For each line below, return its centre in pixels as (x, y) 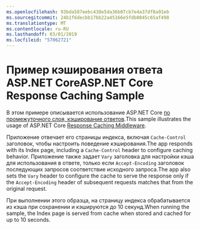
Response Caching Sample (75, 96)
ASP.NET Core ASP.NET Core (80, 83)
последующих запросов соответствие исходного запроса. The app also (98, 169)
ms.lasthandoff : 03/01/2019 (42, 35)
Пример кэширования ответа (85, 70)
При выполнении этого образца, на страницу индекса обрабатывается (98, 200)
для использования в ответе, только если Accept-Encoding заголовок (95, 163)
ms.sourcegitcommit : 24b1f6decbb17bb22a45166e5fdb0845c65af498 (88, 18)
